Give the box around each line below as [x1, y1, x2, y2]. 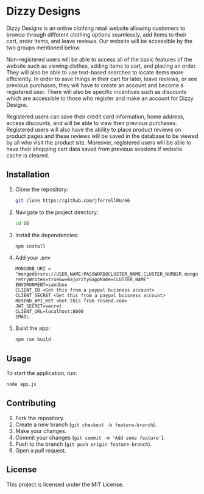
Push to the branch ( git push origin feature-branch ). [15, 440, 152, 448]
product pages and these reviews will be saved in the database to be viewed [6, 132, 199, 140]
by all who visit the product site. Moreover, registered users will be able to [6, 138, 192, 146]
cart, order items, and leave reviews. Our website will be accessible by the [6, 37, 193, 45]
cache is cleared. [6, 151, 50, 159]
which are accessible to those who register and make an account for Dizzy [6, 95, 194, 102]
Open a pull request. [15, 446, 67, 454]
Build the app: [15, 324, 51, 332]
